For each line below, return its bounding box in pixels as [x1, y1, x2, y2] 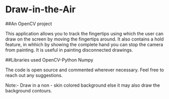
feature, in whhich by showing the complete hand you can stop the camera [5, 41, 163, 47]
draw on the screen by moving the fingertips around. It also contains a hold [5, 36, 164, 42]
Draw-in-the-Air [5, 4, 76, 15]
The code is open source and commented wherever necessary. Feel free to [5, 67, 164, 73]
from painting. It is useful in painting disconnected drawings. [5, 47, 133, 53]
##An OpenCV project [5, 21, 52, 27]
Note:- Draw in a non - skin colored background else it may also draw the [5, 82, 160, 88]
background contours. [5, 87, 52, 93]
